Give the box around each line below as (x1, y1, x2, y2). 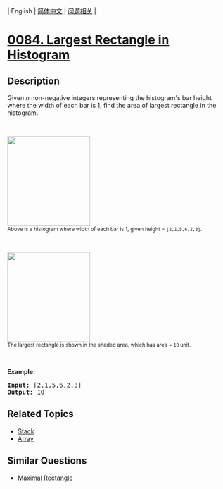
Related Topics (7, 408, 74, 420)
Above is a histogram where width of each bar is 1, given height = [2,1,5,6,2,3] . (7, 225, 203, 233)
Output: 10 (7, 388, 45, 396)
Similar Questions (7, 454, 87, 467)
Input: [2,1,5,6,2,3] (7, 381, 82, 389)
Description (7, 75, 60, 87)
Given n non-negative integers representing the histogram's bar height (7, 94, 212, 101)
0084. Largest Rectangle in (7, 32, 170, 48)
